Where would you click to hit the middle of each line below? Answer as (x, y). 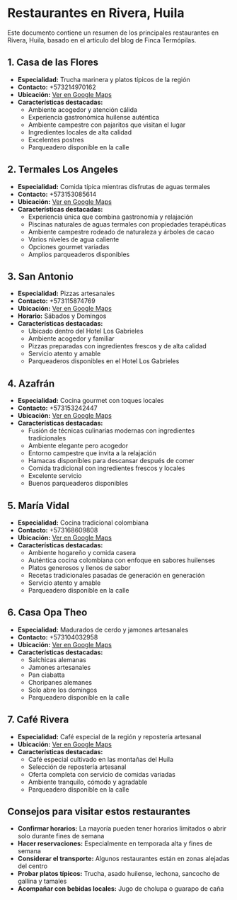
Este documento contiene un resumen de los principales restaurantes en (113, 33)
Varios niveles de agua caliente (74, 239)
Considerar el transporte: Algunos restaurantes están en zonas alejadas (123, 859)
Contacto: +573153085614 (57, 194)
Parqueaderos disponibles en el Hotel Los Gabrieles (104, 361)
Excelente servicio (55, 476)
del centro (33, 866)
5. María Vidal (38, 505)
